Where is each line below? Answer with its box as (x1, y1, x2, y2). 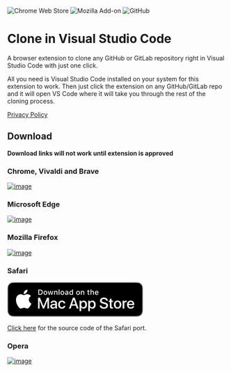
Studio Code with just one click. (7, 61, 98, 70)
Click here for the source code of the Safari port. (7, 323, 147, 332)
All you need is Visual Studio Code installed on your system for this (7, 74, 200, 83)
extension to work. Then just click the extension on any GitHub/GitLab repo (7, 82, 223, 90)
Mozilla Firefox (7, 233, 58, 243)
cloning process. (7, 97, 56, 105)
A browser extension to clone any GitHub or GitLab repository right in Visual (7, 54, 225, 62)
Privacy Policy (7, 110, 48, 118)
